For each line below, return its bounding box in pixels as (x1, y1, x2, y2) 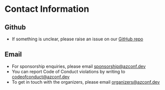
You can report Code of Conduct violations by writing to (11, 68, 126, 74)
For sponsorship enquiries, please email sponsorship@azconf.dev (11, 63, 146, 69)
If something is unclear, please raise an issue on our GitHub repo (11, 36, 143, 42)
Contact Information (4, 3, 90, 15)
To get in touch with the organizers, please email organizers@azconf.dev (11, 79, 160, 85)
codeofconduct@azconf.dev (11, 74, 70, 80)
